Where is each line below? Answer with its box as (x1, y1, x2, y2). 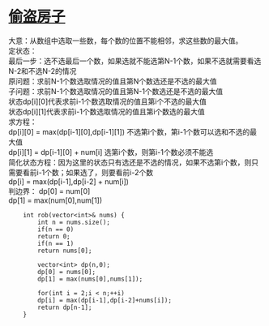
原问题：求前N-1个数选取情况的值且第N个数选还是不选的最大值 (8, 76, 217, 86)
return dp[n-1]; (37, 303, 92, 311)
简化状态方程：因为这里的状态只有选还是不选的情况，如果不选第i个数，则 (8, 157, 252, 167)
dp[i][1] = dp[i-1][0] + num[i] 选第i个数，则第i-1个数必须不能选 (8, 147, 214, 157)
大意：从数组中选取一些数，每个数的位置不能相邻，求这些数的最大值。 (8, 36, 243, 45)
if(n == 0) (37, 225, 75, 234)
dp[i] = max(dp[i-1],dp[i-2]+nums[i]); (37, 296, 173, 304)
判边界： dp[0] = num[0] (8, 186, 91, 195)
